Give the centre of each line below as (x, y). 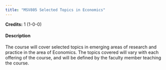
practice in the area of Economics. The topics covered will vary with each (82, 52)
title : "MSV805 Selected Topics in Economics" (55, 10)
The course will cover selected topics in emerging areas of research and (81, 47)
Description (18, 36)
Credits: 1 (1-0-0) (24, 24)
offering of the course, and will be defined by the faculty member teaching (83, 57)
